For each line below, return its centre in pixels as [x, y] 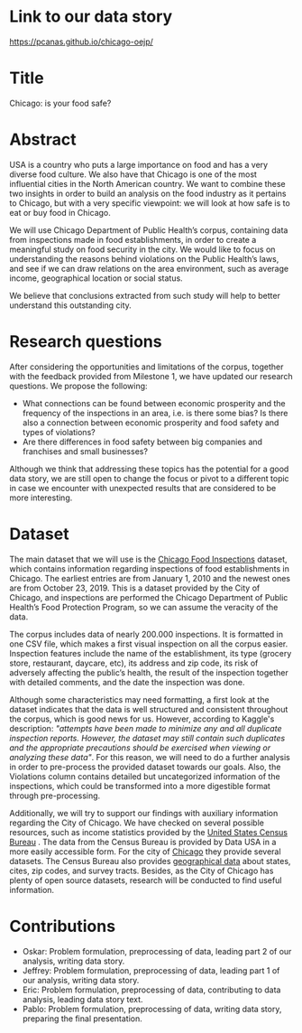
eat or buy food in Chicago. [60, 212]
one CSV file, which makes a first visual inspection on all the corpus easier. [149, 644]
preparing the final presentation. [82, 1019]
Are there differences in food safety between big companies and [142, 442]
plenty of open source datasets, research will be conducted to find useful [146, 880]
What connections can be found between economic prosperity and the [154, 403]
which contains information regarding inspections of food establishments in [150, 568]
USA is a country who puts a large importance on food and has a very [139, 164]
